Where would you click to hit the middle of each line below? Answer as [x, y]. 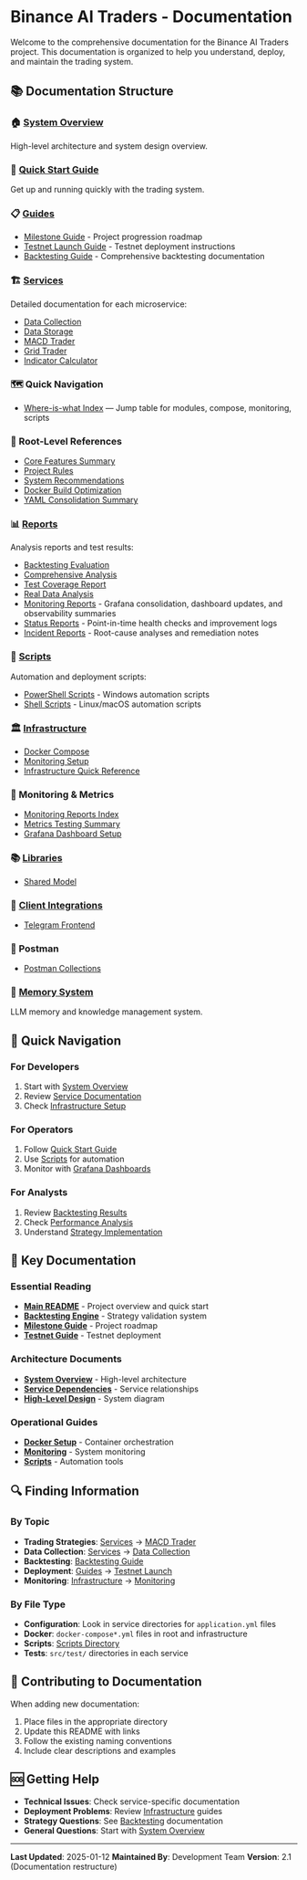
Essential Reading [51, 1287]
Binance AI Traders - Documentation [151, 17]
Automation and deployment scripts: [78, 677]
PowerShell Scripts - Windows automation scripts [117, 694]
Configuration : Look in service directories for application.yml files [150, 1624]
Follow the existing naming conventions [97, 1740]
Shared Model [50, 881]
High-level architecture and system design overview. [109, 146]
